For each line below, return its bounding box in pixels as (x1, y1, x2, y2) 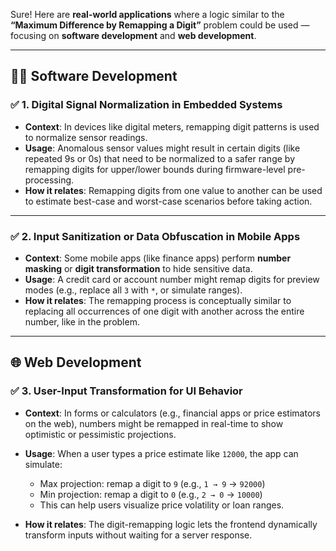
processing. (24, 174, 75, 186)
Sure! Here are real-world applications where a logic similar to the (10, 9, 285, 20)
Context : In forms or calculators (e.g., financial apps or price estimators (24, 407, 321, 419)
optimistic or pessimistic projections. (24, 428, 177, 440)
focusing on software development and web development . (10, 30, 257, 41)
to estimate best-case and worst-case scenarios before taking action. (24, 195, 313, 207)
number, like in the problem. (24, 315, 140, 328)
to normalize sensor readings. (24, 131, 148, 143)
